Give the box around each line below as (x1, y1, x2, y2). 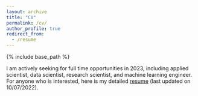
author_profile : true (6, 25, 61, 32)
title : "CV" (6, 14, 36, 20)
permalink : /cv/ (6, 20, 47, 26)
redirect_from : (6, 31, 45, 37)
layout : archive (6, 8, 47, 15)
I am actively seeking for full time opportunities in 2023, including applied (6, 65, 189, 72)
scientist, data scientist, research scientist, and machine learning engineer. (6, 71, 192, 78)
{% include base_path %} (6, 53, 70, 60)
